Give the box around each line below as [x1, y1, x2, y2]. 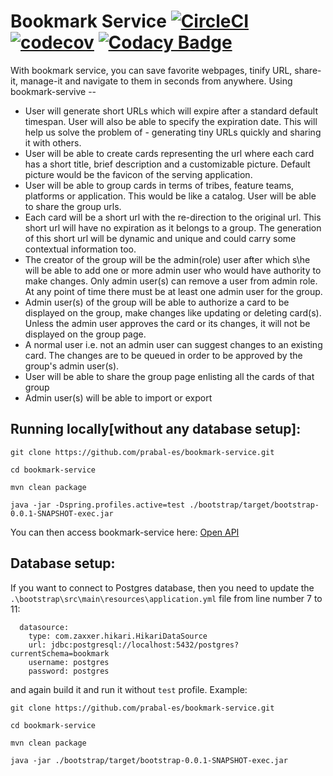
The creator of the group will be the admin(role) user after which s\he [24, 253, 311, 265]
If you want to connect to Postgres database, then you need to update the [10, 581, 315, 594]
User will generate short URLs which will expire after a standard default [24, 105, 318, 117]
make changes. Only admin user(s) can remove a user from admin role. [24, 275, 318, 287]
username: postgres [28, 657, 110, 667]
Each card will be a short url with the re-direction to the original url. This [24, 211, 322, 223]
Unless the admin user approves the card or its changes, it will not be [24, 317, 311, 329]
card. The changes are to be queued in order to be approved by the [24, 349, 303, 361]
